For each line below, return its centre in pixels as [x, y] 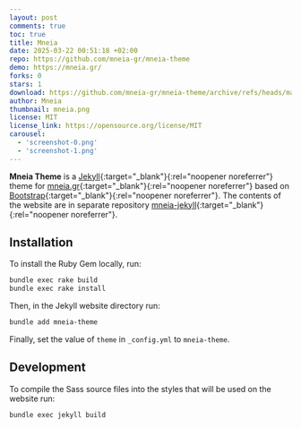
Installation [41, 243]
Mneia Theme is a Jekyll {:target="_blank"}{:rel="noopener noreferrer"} [141, 176]
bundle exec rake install [57, 289]
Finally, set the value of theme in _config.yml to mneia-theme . [120, 339]
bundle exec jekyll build [57, 415]
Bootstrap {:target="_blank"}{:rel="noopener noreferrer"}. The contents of [146, 195]
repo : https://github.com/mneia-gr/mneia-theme [100, 59]
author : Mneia [36, 101]
